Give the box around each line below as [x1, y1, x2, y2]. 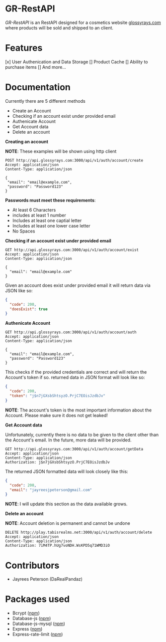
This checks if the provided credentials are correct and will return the [5, 369, 147, 375]
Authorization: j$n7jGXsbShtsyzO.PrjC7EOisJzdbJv [5, 459, 110, 464]
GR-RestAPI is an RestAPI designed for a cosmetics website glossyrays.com [5, 19, 161, 25]
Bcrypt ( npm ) [12, 610, 40, 616]
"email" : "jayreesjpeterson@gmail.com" [9, 487, 92, 492]
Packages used [5, 594, 70, 605]
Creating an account [5, 138, 49, 145]
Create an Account [12, 108, 51, 114]
